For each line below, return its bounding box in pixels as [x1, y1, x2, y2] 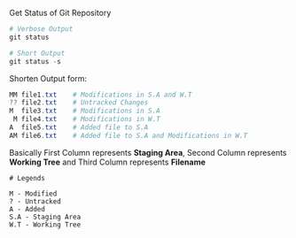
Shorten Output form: [9, 73, 87, 83]
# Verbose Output [9, 25, 74, 34]
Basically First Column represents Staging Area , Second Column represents [9, 147, 287, 157]
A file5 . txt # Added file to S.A [9, 123, 149, 132]
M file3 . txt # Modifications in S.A [9, 106, 161, 116]
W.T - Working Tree [9, 220, 82, 229]
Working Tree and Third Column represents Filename [9, 157, 206, 167]
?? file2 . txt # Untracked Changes [9, 98, 149, 107]
